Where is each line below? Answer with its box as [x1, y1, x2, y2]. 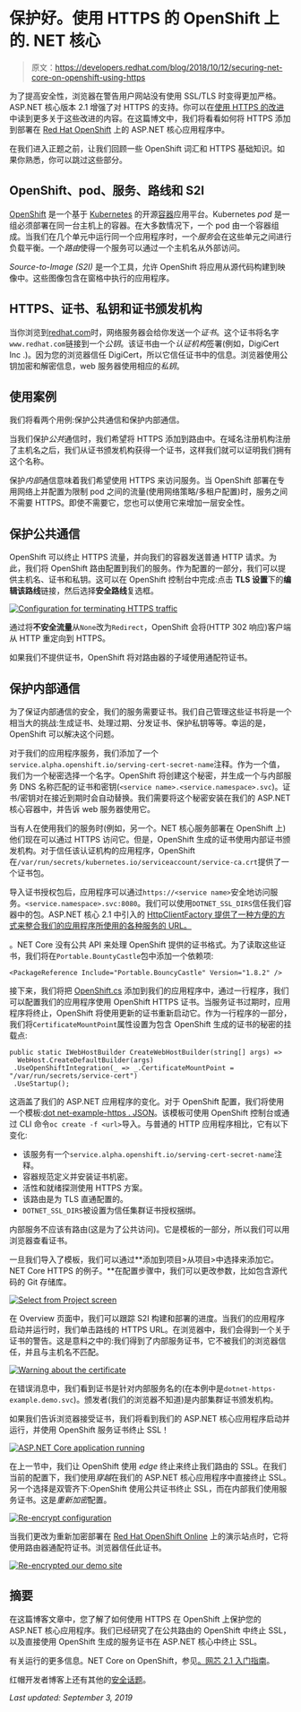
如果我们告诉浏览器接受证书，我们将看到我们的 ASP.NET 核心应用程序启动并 [9, 1414, 291, 1423]
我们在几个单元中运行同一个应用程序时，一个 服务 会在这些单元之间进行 [32, 230, 292, 242]
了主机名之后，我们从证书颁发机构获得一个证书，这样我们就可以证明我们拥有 [9, 445, 292, 455]
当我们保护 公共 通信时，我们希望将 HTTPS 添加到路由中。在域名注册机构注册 [9, 434, 291, 445]
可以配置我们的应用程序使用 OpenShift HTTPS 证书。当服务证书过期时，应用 [9, 997, 291, 1007]
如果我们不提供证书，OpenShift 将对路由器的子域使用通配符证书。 [9, 652, 253, 663]
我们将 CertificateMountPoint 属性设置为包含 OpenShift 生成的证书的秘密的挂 [9, 1019, 292, 1029]
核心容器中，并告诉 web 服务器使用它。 [9, 804, 155, 814]
